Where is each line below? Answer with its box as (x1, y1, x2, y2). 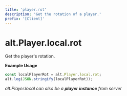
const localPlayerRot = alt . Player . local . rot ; (5, 72, 102, 77)
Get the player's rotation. (5, 53, 55, 59)
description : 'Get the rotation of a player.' (5, 12, 102, 17)
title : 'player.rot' (5, 7, 47, 12)
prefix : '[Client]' (5, 16, 45, 21)
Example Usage (5, 63, 38, 69)
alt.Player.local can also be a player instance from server (5, 86, 122, 92)
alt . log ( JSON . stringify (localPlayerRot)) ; (5, 77, 93, 82)
